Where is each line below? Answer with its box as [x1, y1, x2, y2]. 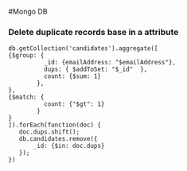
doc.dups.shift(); [18, 128, 80, 136]
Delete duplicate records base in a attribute [8, 26, 179, 37]
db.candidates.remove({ [18, 135, 98, 143]
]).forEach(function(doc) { [8, 121, 102, 130]
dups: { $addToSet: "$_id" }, [43, 65, 148, 74]
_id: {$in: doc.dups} [33, 142, 105, 150]
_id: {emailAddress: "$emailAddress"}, [43, 59, 177, 67]
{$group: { [8, 52, 45, 60]
